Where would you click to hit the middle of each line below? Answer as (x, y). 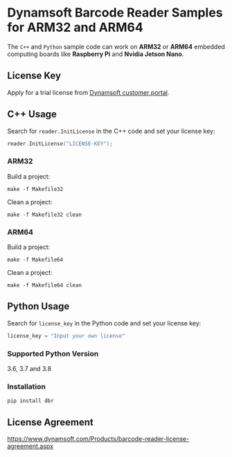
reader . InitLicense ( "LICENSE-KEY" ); (60, 143)
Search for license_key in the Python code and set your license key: (104, 323)
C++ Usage (32, 115)
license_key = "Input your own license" (66, 336)
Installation (27, 386)
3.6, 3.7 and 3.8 (29, 369)
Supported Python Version (53, 353)
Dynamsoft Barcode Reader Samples (115, 13)
